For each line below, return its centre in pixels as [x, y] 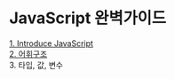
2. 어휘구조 [28, 53]
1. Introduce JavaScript [51, 43]
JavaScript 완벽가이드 [88, 18]
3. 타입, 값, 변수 [36, 65]
